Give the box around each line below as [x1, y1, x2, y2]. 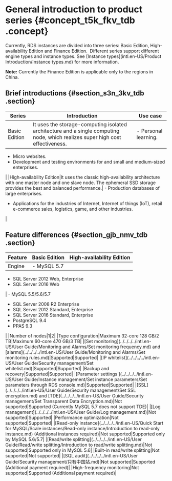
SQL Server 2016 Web [12, 281, 60, 287]
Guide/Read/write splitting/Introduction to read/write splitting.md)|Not [5, 442, 153, 448]
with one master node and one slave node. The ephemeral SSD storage [5, 179, 156, 186]
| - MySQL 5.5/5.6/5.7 [5, 291, 51, 297]
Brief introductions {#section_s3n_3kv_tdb [5, 89, 144, 98]
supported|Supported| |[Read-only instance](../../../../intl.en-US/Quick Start [5, 419, 164, 426]
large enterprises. [5, 190, 42, 196]
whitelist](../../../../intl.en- [107, 354, 160, 360]
